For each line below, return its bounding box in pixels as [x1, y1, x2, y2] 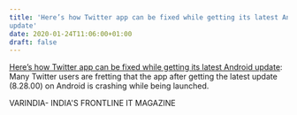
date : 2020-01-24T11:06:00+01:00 [9, 29, 133, 38]
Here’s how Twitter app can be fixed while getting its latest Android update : [9, 62, 283, 73]
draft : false [9, 37, 57, 47]
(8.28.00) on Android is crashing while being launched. [9, 80, 209, 91]
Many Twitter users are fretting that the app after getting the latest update [9, 72, 278, 82]
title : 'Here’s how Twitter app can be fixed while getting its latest [9, 12, 278, 22]
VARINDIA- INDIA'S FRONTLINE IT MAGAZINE [9, 98, 176, 109]
